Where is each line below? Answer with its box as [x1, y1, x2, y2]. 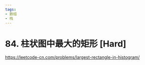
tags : [5, 7, 16, 12]
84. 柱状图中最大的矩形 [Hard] [5, 38, 126, 49]
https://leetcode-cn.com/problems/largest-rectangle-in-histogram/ [5, 54, 140, 60]
